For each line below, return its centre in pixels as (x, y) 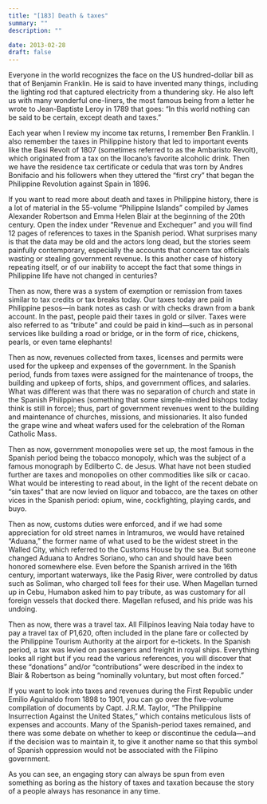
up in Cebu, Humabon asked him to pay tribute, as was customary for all (127, 592)
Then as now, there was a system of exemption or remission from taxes (126, 291)
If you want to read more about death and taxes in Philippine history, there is (133, 200)
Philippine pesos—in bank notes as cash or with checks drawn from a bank (132, 308)
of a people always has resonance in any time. (84, 791)
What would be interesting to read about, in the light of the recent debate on (133, 483)
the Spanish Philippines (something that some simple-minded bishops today (133, 400)
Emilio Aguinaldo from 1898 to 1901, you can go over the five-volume (121, 699)
